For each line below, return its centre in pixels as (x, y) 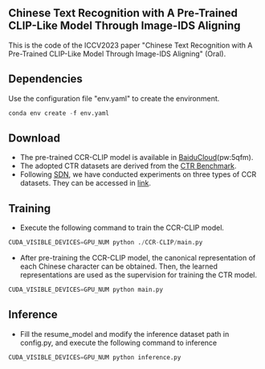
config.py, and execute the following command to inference (118, 342)
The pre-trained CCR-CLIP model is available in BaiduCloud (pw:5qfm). (137, 158)
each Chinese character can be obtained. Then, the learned (119, 266)
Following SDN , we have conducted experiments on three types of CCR (138, 174)
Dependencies (45, 79)
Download (34, 138)
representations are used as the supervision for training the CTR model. (139, 275)
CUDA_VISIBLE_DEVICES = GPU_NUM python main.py (86, 289)
